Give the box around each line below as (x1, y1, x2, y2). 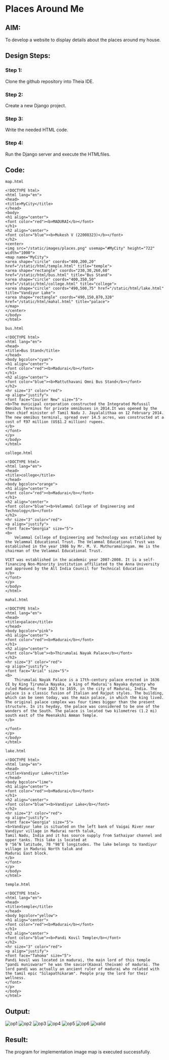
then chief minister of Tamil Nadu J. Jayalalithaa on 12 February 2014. (5, 410, 164, 416)
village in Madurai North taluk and (5, 846, 82, 852)
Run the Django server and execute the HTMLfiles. (5, 151, 111, 157)
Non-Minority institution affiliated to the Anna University (27, 562, 159, 567)
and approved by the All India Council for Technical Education (5, 566, 144, 571)
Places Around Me (5, 3, 85, 15)
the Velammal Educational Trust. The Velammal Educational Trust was (5, 539, 155, 544)
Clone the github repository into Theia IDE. (5, 78, 94, 84)
